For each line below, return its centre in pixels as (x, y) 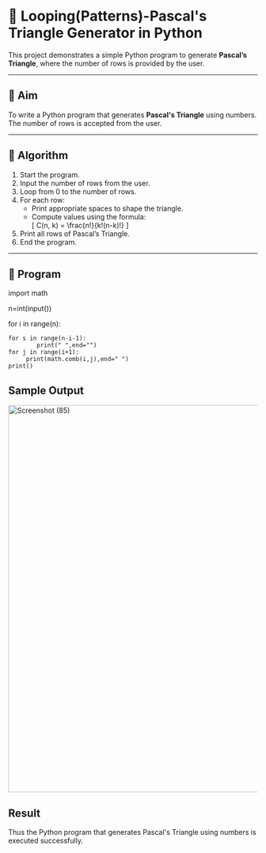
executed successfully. (46, 840)
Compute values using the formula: (89, 216)
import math (28, 293)
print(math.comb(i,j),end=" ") (77, 360)
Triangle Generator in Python (106, 33)
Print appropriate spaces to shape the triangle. (107, 208)
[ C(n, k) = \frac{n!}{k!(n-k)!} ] (80, 225)
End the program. (48, 242)
